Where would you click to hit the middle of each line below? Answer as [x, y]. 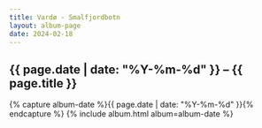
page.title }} [43, 83]
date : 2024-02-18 [41, 34]
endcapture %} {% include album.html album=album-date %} [121, 114]
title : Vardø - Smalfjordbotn [65, 17]
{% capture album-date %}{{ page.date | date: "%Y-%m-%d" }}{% [131, 105]
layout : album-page [45, 26]
